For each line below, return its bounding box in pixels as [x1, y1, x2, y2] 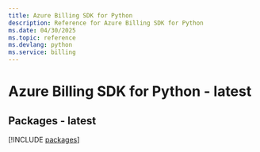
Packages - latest [8, 114, 97, 127]
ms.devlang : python [8, 41, 73, 49]
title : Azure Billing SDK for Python [8, 11, 133, 20]
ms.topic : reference [8, 33, 77, 42]
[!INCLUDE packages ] [8, 135, 80, 144]
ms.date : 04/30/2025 [8, 26, 77, 34]
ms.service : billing [8, 48, 77, 56]
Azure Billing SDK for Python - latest [8, 82, 252, 101]
